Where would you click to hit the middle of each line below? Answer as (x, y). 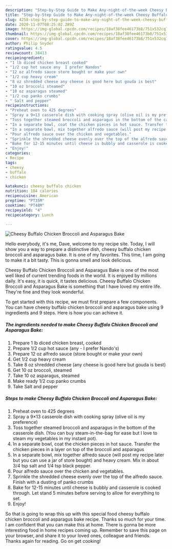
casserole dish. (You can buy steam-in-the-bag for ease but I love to (85, 433)
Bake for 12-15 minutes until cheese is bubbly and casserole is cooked (87, 487)
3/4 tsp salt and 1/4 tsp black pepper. (52, 466)
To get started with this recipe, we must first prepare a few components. (81, 302)
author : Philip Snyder (29, 44)
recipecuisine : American (32, 196)
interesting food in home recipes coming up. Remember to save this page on (86, 530)
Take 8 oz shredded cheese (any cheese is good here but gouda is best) (89, 365)
